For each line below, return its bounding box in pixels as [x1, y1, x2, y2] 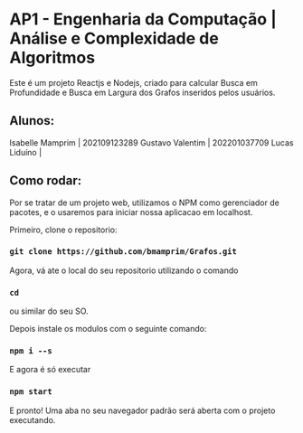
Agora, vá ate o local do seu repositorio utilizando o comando [9, 265, 239, 276]
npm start [9, 387, 52, 397]
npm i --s [9, 346, 52, 356]
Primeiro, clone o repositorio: [9, 224, 118, 235]
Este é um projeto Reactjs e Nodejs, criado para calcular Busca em [9, 77, 258, 88]
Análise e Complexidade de [9, 28, 219, 49]
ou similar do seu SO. [9, 306, 89, 316]
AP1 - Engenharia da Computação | [9, 9, 278, 30]
